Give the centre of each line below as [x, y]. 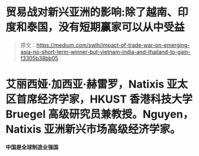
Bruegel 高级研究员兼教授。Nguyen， [99, 114]
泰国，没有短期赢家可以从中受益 [106, 27]
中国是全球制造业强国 [32, 147]
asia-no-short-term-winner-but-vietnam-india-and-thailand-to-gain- [105, 52]
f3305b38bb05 [39, 58]
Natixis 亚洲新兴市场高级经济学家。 [93, 129]
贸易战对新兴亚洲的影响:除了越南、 [92, 12]
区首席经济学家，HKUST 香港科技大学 [99, 99]
